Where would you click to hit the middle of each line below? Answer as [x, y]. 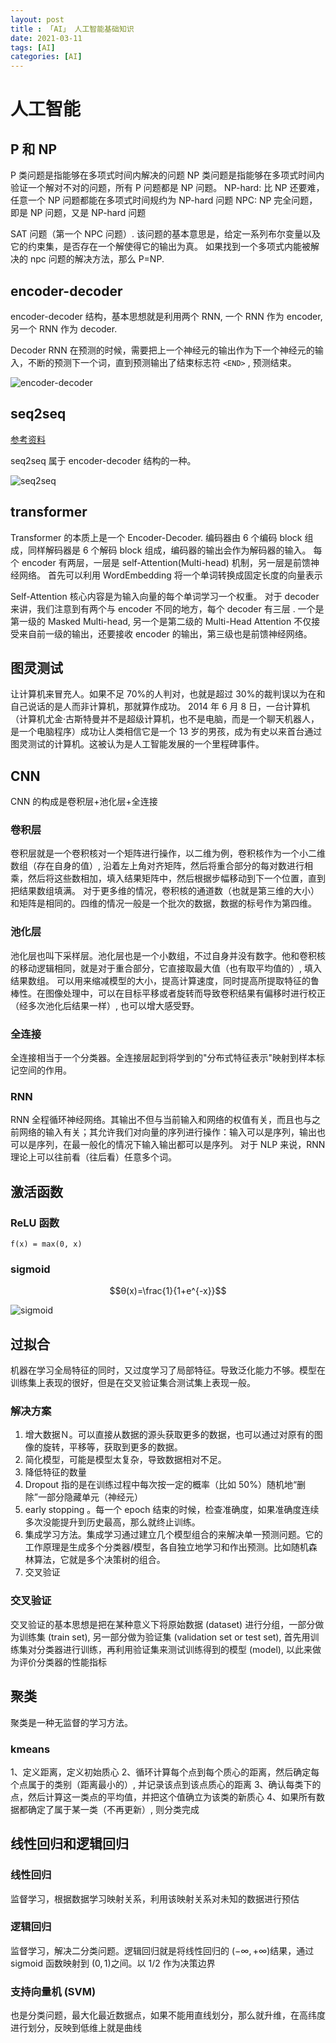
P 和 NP [34, 149]
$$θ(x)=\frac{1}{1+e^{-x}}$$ [168, 1291]
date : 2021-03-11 [46, 38]
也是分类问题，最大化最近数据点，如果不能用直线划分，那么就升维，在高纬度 [168, 2015]
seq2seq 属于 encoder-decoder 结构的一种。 [103, 460]
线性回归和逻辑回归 [69, 1844]
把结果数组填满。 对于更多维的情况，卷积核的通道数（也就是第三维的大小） [165, 891]
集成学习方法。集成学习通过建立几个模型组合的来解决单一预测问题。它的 [173, 1535]
